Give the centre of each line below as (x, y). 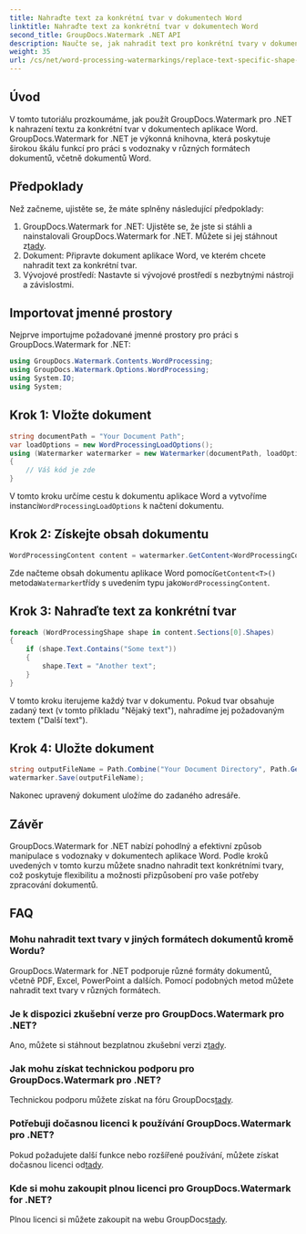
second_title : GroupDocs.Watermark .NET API (95, 35)
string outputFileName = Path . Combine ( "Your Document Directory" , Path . (150, 770)
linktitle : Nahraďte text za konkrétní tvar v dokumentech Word (134, 26)
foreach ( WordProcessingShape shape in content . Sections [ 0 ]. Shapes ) (142, 632)
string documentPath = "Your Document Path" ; (97, 436)
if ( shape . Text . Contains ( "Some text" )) (102, 649)
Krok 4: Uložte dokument (82, 749)
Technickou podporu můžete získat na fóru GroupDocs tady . (122, 1100)
